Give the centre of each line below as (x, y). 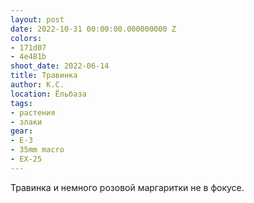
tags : (21, 103)
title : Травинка (44, 76)
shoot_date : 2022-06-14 (60, 66)
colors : (26, 38)
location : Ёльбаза (48, 94)
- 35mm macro (37, 150)
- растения (33, 112)
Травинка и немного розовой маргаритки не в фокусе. (127, 187)
